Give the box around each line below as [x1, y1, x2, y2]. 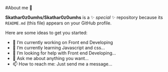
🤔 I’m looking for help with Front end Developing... [12, 50, 117, 56]
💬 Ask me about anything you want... [12, 55, 89, 61]
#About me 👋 [5, 5, 33, 10]
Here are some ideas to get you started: [5, 30, 88, 35]
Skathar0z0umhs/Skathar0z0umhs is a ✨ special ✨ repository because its [5, 14, 163, 20]
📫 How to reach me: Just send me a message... [12, 61, 112, 67]
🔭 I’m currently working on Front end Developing [12, 39, 113, 45]
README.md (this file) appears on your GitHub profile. [5, 20, 112, 26]
